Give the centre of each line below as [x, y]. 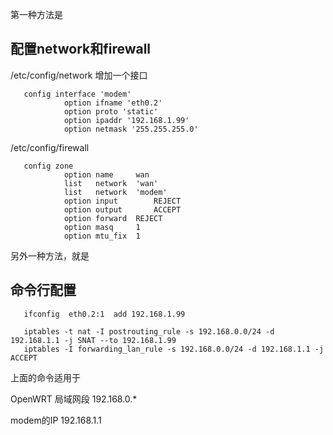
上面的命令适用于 [45, 377]
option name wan [106, 174]
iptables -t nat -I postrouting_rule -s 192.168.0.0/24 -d [149, 331]
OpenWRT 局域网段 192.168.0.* [74, 399]
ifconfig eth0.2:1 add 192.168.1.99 [104, 314]
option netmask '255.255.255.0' [131, 129]
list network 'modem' [115, 192]
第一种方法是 [36, 14]
